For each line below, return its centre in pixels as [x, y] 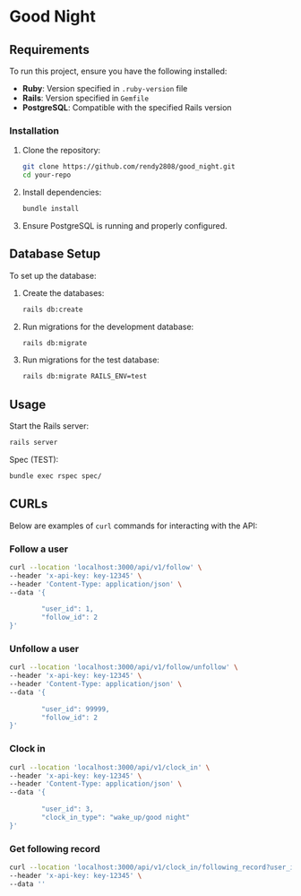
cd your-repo [47, 175]
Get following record [55, 848]
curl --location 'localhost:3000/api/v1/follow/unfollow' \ [124, 667]
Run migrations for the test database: [90, 360]
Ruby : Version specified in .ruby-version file [105, 88]
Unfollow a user [44, 648]
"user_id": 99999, [76, 709]
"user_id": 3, [68, 809]
